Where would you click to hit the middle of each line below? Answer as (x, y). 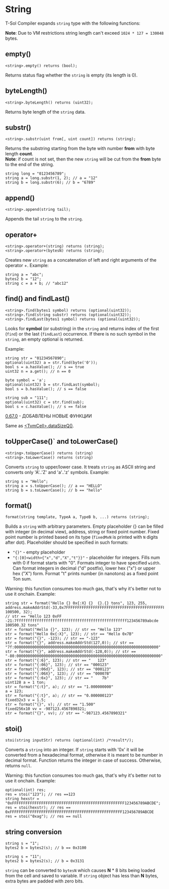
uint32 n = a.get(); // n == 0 (38, 371)
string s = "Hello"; (27, 481)
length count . (19, 154)
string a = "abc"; (24, 275)
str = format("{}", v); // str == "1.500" (50, 705)
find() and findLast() (37, 299)
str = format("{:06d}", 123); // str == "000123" (58, 669)
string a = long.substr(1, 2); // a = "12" (52, 178)
